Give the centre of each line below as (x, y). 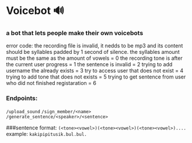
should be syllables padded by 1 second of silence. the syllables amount (93, 52)
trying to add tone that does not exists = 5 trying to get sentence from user (96, 77)
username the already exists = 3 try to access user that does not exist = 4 (95, 71)
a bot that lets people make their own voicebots (75, 33)
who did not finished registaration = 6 (51, 83)
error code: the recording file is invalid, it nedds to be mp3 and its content (95, 46)
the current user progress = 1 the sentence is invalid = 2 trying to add (89, 64)
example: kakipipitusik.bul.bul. (47, 134)
